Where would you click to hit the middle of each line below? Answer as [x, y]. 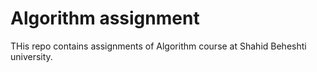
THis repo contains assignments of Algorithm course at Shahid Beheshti [158, 46]
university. [31, 56]
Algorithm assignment [105, 18]
